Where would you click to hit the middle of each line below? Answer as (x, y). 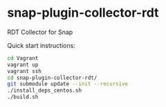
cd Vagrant (23, 58)
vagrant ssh (24, 71)
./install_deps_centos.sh (44, 91)
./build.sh (23, 97)
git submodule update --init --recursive (68, 84)
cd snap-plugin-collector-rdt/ (52, 78)
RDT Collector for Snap (40, 32)
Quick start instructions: (41, 45)
